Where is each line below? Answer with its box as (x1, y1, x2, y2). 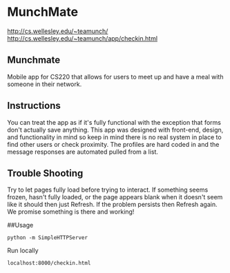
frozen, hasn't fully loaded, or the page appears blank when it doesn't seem (7, 193, 223, 201)
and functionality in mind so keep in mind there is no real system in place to (7, 132, 222, 141)
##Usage (7, 221, 34, 230)
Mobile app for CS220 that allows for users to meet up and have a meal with (7, 72, 224, 81)
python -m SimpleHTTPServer (7, 234, 88, 241)
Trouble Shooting (7, 167, 84, 179)
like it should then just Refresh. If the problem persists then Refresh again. (7, 201, 218, 209)
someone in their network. (7, 80, 82, 88)
